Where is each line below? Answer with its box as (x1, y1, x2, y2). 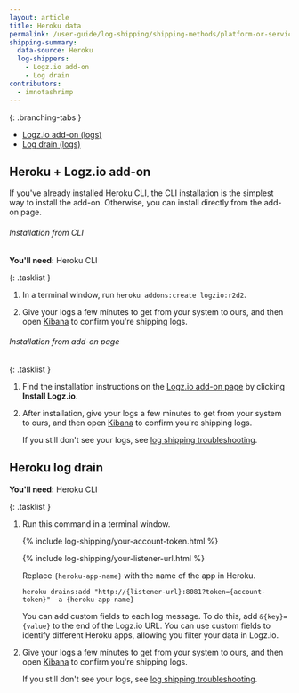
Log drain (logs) (21, 139, 81, 149)
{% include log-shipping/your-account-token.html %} (21, 536, 219, 546)
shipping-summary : (9, 37, 77, 47)
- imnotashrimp (17, 87, 74, 96)
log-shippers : (17, 54, 69, 63)
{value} (21, 622, 51, 631)
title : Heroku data (9, 21, 82, 30)
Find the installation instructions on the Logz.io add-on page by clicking (21, 381, 286, 391)
